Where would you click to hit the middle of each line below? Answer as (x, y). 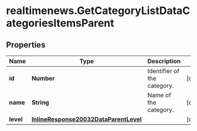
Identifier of (164, 71)
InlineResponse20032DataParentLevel (86, 119)
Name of (159, 95)
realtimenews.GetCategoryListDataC (98, 11)
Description (164, 61)
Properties (26, 45)
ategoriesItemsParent (60, 23)
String (40, 102)
